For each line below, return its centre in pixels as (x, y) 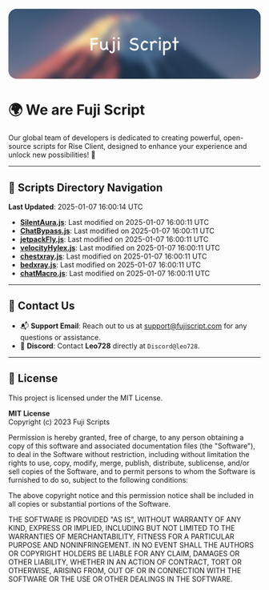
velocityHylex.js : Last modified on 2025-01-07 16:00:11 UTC (120, 248)
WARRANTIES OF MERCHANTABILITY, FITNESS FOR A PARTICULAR (121, 536)
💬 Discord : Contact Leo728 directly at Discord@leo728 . (110, 346)
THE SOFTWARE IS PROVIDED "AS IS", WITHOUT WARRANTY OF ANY (125, 519)
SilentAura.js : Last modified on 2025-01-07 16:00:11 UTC (114, 223)
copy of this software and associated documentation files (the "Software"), (132, 446)
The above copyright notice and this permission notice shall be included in (131, 495)
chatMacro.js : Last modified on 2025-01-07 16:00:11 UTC (115, 274)
